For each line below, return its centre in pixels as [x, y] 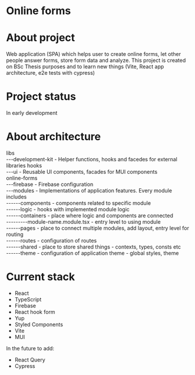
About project [41, 38]
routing [15, 234]
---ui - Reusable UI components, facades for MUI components [82, 172]
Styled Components [39, 324]
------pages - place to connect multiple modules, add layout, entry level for [98, 228]
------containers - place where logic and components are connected [90, 215]
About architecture [54, 137]
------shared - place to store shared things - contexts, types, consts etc [94, 247]
